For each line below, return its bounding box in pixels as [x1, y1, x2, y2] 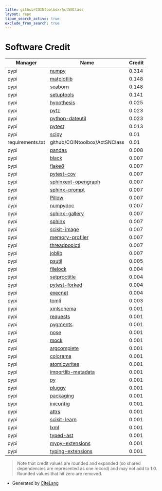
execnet [50, 290, 69, 296]
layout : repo [5, 12, 32, 17]
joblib [50, 250, 63, 256]
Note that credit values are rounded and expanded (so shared [17, 460, 141, 466]
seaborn [50, 83, 69, 90]
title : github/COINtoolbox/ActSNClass [5, 7, 84, 12]
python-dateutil [50, 115, 86, 122]
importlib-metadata [50, 369, 95, 375]
